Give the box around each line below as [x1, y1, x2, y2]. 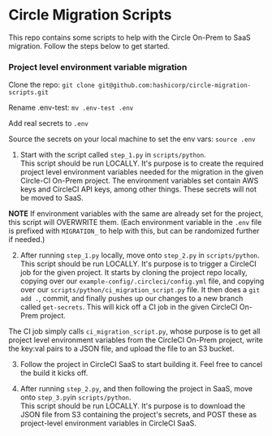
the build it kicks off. [19, 368, 89, 378]
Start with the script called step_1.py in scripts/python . [19, 150, 206, 160]
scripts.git [8, 88, 49, 97]
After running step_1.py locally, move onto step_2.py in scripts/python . [19, 250, 260, 261]
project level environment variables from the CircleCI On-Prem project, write [8, 335, 264, 345]
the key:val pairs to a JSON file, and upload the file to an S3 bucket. [8, 343, 235, 354]
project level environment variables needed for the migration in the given [19, 167, 264, 177]
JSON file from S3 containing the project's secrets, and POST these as [19, 410, 257, 420]
